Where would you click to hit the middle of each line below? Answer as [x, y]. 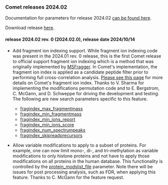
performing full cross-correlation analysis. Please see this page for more [88, 77]
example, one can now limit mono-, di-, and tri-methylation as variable [85, 150]
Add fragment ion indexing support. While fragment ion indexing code [85, 50]
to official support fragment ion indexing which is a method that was [83, 61]
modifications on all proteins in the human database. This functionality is [88, 161]
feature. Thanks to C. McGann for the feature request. [68, 177]
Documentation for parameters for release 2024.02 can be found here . [78, 18]
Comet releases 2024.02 [36, 7]
